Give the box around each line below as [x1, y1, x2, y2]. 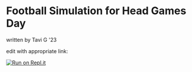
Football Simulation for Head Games [6, 4, 187, 18]
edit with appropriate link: [6, 47, 69, 54]
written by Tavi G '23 [6, 36, 57, 43]
